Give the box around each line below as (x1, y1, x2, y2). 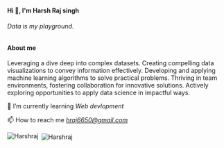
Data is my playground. (7, 22, 74, 31)
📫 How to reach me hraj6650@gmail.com (7, 116, 128, 124)
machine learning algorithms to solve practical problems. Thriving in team (7, 74, 218, 82)
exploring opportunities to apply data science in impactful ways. (7, 88, 191, 97)
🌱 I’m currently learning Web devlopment (7, 102, 124, 110)
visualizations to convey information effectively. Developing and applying (7, 67, 216, 75)
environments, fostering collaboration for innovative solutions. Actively (7, 81, 209, 90)
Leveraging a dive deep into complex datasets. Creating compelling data (7, 59, 214, 67)
